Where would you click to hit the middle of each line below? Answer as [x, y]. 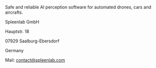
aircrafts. [14, 12]
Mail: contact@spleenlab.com [35, 60]
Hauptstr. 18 [17, 31]
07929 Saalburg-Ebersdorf [32, 41]
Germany [14, 51]
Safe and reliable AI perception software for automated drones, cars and [78, 7]
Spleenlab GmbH [22, 22]
